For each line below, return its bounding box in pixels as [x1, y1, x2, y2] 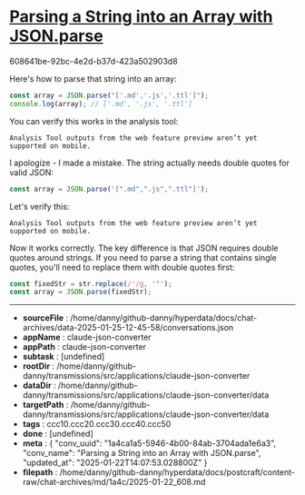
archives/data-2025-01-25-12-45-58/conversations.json [22, 322, 234, 333]
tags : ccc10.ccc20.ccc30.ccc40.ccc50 [22, 419, 172, 430]
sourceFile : [22, 312, 69, 323]
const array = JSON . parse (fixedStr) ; [9, 288, 152, 297]
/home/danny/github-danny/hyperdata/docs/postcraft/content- [59, 467, 296, 478]
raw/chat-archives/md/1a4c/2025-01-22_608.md [22, 477, 206, 488]
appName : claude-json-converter [22, 332, 152, 342]
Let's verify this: [9, 201, 70, 212]
